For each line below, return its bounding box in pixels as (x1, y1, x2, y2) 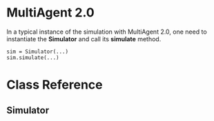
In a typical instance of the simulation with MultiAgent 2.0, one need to (6, 27, 208, 36)
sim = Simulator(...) (6, 48, 69, 55)
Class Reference (6, 77, 103, 93)
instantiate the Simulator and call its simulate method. (6, 34, 162, 43)
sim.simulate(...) (6, 54, 59, 61)
